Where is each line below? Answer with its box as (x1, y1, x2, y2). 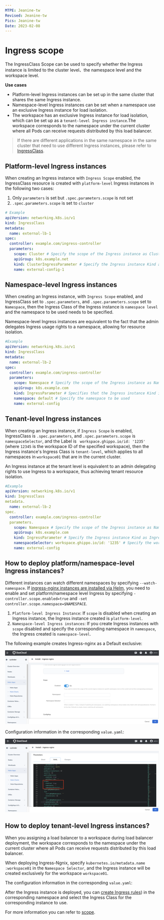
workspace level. (5, 72, 40, 78)
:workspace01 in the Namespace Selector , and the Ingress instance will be (5, 865, 150, 871)
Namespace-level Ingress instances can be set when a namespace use (12, 102, 156, 108)
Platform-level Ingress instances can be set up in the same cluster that (12, 92, 154, 97)
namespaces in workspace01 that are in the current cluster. (5, 453, 122, 460)
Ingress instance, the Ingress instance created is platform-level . (12, 615, 143, 621)
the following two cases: (5, 186, 54, 191)
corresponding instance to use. (5, 899, 68, 905)
